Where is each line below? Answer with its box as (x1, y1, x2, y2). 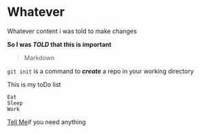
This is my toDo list (7, 80, 61, 88)
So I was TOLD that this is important (7, 40, 112, 48)
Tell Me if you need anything (7, 118, 86, 126)
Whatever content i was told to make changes (7, 27, 137, 35)
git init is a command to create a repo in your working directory (7, 67, 194, 75)
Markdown (23, 53, 55, 62)
